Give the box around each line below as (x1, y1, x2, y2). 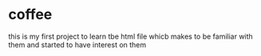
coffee (8, 6, 53, 24)
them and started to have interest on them (8, 39, 147, 49)
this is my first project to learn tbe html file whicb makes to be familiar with (8, 32, 253, 41)
